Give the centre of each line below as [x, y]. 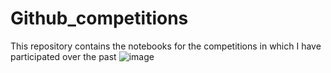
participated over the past [63, 56]
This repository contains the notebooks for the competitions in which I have [166, 46]
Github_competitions [99, 18]
